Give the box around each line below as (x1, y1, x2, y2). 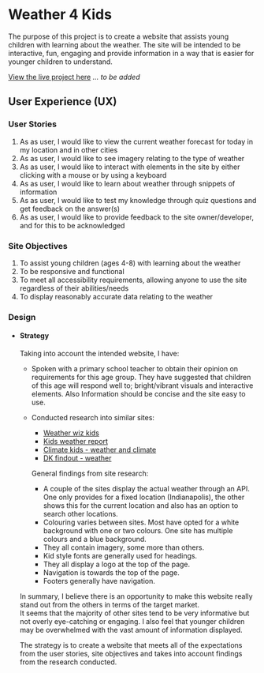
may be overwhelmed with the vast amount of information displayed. (19, 626, 243, 635)
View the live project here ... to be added (8, 72, 140, 81)
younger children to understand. (8, 57, 113, 66)
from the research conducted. (19, 657, 117, 667)
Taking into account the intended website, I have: (19, 349, 180, 359)
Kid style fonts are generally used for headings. (43, 551, 198, 561)
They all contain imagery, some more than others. (43, 543, 205, 552)
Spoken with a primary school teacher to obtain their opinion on (31, 364, 239, 374)
